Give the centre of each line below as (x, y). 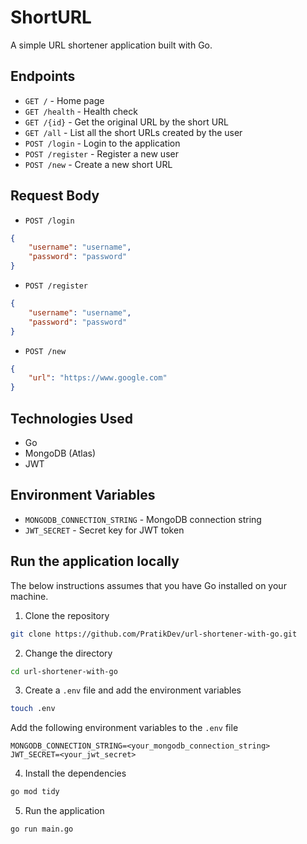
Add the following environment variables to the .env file (124, 728)
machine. (29, 596)
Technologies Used (71, 418)
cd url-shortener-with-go (64, 671)
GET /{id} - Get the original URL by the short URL (127, 122)
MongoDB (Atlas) (60, 453)
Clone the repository (67, 615)
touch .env (33, 709)
